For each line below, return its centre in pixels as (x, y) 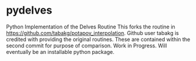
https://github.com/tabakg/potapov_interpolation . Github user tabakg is (92, 33)
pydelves (29, 10)
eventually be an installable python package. (61, 52)
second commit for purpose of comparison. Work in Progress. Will (86, 46)
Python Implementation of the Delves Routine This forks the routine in (91, 27)
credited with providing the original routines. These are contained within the (98, 39)
